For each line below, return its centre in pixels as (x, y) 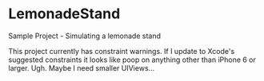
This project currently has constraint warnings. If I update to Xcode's (122, 51)
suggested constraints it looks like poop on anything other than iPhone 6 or (132, 60)
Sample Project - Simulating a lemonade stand (85, 36)
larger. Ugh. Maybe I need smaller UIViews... (82, 67)
